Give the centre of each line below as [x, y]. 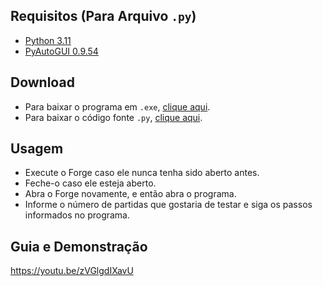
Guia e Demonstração [79, 246]
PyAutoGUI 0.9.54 [61, 51]
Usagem [37, 149]
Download [42, 82]
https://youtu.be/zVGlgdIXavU [72, 271]
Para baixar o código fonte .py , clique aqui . [113, 117]
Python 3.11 [48, 40]
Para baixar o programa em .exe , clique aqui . [117, 106]
